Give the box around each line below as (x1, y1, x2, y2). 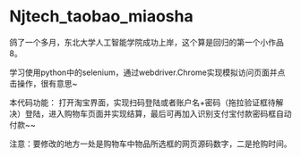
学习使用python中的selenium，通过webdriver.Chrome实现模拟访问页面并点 (9, 67, 286, 78)
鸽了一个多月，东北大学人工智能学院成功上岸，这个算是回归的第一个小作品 (9, 37, 284, 47)
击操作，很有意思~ (9, 78, 78, 88)
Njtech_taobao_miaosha (9, 6, 194, 27)
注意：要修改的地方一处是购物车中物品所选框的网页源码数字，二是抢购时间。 (9, 138, 292, 149)
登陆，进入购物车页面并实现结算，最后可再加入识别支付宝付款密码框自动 (24, 108, 292, 119)
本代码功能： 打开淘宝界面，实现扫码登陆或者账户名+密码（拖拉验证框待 (9, 96, 276, 108)
